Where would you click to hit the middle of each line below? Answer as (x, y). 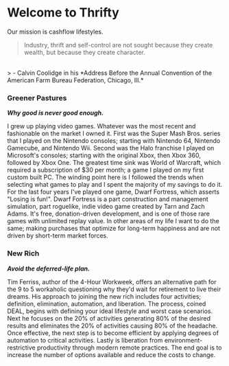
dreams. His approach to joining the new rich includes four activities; (104, 296)
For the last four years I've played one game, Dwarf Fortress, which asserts (113, 192)
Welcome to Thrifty (63, 13)
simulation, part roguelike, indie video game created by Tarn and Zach (106, 207)
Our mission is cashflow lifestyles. (55, 32)
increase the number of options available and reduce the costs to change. (111, 354)
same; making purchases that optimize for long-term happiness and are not (114, 229)
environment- (183, 340)
